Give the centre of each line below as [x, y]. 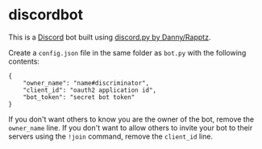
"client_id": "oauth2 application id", [90, 90]
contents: [24, 61]
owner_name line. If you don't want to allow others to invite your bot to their [131, 127]
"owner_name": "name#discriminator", [86, 83]
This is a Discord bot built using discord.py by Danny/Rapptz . [110, 37]
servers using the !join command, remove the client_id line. [111, 136]
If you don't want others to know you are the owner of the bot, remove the [131, 119]
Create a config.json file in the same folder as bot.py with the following [127, 52]
